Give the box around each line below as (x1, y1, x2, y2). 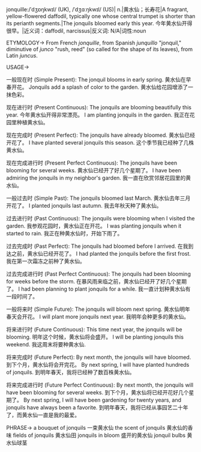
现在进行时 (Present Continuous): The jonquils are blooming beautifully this (6, 104, 192, 110)
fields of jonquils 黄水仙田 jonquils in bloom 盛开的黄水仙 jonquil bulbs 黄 (13, 432, 193, 439)
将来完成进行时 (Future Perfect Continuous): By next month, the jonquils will (6, 381, 194, 388)
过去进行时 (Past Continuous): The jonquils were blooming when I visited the (6, 215, 195, 221)
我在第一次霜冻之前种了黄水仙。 (6, 258, 85, 265)
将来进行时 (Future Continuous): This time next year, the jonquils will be (6, 326, 182, 333)
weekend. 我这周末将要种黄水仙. (6, 341, 86, 348)
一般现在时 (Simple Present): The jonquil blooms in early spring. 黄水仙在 (6, 76, 186, 83)
